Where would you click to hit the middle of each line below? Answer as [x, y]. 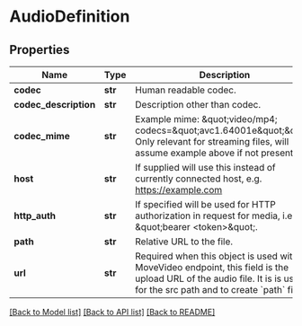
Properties [40, 50]
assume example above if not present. [215, 153]
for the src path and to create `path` [210, 290]
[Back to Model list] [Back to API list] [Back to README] [112, 312]
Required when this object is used [206, 256]
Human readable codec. [185, 90]
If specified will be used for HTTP [205, 204]
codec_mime [42, 136]
